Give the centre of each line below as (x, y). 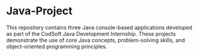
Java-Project (40, 11)
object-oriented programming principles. (57, 46)
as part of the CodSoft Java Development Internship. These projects (91, 33)
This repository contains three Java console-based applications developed (99, 27)
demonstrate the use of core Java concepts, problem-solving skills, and (96, 40)
